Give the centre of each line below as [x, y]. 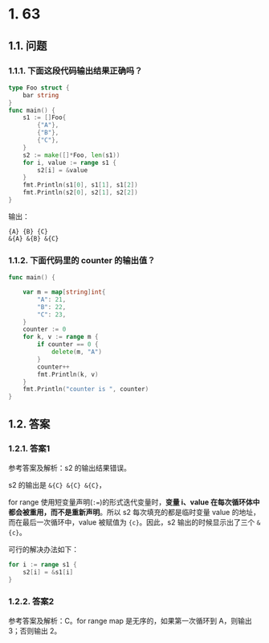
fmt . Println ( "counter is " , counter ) [86, 390]
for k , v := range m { [61, 337]
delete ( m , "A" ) [77, 352]
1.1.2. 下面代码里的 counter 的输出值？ [82, 260]
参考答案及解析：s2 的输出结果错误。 [69, 468]
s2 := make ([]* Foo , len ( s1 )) [71, 155]
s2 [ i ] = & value [63, 170]
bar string [41, 95]
